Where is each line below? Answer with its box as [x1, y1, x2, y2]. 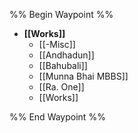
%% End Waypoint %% [9, 111, 106, 123]
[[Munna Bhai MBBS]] [38, 70, 129, 82]
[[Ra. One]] [38, 81, 85, 93]
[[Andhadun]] [38, 49, 95, 61]
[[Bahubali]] [38, 60, 88, 71]
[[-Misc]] [38, 39, 76, 50]
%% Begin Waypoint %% [9, 9, 114, 20]
